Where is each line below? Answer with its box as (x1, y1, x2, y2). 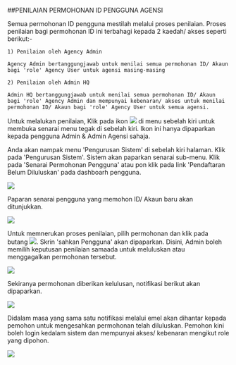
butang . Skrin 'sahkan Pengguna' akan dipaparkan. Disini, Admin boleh (7, 237, 223, 246)
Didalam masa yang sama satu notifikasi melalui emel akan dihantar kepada (7, 314, 227, 322)
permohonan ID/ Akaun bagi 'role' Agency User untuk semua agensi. (7, 104, 210, 111)
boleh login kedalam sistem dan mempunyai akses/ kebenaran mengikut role (7, 329, 230, 337)
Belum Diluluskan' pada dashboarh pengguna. (7, 168, 142, 176)
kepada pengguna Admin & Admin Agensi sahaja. (7, 132, 151, 140)
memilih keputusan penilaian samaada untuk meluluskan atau (7, 245, 185, 253)
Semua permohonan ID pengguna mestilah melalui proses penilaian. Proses (7, 20, 227, 27)
